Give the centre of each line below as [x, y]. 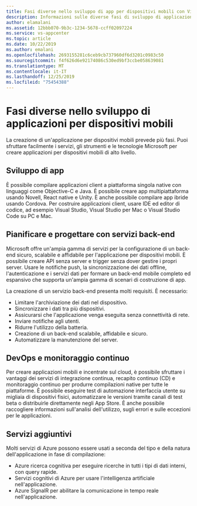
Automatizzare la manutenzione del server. [66, 340]
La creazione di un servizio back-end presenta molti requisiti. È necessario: [97, 291]
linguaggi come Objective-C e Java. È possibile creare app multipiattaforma [97, 191]
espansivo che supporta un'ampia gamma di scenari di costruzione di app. [96, 279]
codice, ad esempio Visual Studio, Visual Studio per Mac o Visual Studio [93, 210]
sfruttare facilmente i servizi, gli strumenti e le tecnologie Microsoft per [92, 146]
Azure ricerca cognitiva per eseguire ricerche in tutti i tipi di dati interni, [101, 466]
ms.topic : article [28, 39]
